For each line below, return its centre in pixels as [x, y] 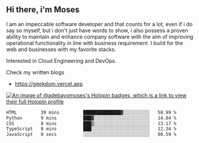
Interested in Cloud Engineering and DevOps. [61, 61]
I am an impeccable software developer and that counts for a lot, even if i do [99, 24]
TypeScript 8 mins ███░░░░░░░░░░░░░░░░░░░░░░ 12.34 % [91, 129]
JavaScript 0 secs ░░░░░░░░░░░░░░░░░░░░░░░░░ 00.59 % [91, 135]
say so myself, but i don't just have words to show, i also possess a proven [97, 30]
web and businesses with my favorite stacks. [61, 49]
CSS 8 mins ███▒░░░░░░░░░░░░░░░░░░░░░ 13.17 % [91, 123]
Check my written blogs [35, 72]
